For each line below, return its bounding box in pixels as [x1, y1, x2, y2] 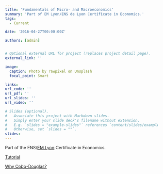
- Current [9, 20, 29, 26]
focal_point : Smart [9, 73, 49, 78]
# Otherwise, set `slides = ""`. [5, 127, 77, 132]
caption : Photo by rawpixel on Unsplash [9, 69, 92, 74]
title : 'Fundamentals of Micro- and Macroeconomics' [5, 7, 114, 12]
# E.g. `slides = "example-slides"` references [5, 122, 108, 127]
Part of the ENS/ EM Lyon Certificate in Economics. [5, 145, 106, 150]
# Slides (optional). [5, 109, 49, 114]
